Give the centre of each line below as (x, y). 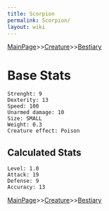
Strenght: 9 (25, 94)
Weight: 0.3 (25, 125)
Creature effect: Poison (44, 131)
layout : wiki (26, 27)
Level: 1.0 (23, 169)
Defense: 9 (23, 181)
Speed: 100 (23, 106)
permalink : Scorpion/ (39, 20)
